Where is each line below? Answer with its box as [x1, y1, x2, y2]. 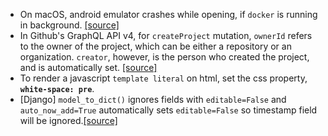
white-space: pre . [19, 83, 95, 94]
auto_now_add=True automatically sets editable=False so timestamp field [19, 104, 318, 116]
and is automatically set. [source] [19, 62, 158, 73]
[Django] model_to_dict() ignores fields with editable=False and [19, 94, 287, 105]
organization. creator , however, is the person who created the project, [19, 51, 310, 63]
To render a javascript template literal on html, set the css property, [19, 72, 308, 84]
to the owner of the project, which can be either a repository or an [19, 40, 292, 52]
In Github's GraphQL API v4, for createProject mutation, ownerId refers [19, 30, 313, 41]
